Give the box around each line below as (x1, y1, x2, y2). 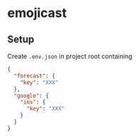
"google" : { (13, 92, 50, 99)
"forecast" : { (13, 72, 55, 79)
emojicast (7, 5, 67, 21)
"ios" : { (20, 99, 46, 106)
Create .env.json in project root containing (7, 52, 133, 60)
